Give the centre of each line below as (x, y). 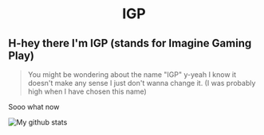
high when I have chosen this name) (87, 91)
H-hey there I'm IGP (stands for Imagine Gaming (130, 43)
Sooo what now (34, 107)
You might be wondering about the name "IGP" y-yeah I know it (132, 75)
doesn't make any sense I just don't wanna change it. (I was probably (142, 83)
